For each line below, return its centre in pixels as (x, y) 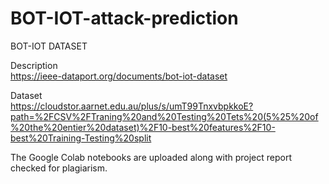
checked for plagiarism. (59, 168)
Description (34, 65)
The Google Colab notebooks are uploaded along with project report (151, 157)
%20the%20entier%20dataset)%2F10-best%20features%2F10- (143, 127)
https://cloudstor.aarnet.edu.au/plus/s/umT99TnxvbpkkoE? (132, 106)
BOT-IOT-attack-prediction (124, 18)
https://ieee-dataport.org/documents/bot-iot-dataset (119, 76)
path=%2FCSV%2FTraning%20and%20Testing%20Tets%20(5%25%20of (164, 116)
